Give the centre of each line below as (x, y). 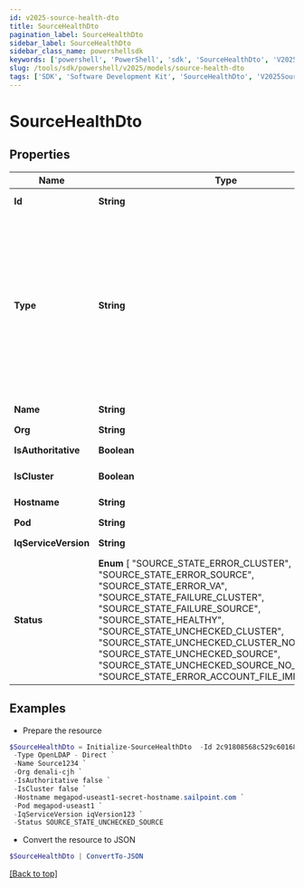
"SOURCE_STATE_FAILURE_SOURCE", (179, 608)
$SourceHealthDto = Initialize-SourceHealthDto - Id (111, 747)
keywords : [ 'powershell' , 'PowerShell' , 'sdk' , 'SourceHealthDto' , (139, 60)
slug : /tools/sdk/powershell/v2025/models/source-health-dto (127, 69)
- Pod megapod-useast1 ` (58, 806)
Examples (38, 708)
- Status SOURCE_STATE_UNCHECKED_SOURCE (89, 823)
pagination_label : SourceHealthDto (76, 34)
